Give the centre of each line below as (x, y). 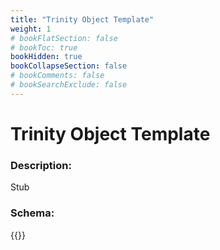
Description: (41, 165)
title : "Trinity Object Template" (82, 19)
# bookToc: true (44, 47)
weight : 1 (31, 29)
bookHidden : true (46, 57)
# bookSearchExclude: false (69, 85)
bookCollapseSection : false (69, 66)
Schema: (32, 213)
